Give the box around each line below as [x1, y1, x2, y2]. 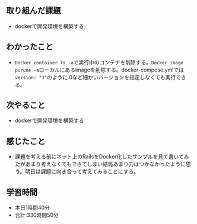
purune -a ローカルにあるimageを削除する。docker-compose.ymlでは [14, 66, 184, 73]
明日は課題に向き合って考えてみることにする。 [24, 168, 139, 175]
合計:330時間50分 [14, 211, 59, 219]
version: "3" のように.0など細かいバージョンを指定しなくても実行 [14, 73, 176, 80]
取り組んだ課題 [6, 5, 61, 16]
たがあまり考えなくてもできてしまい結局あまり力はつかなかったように [14, 160, 186, 168]
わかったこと [6, 42, 53, 52]
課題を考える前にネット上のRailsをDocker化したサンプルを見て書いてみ [14, 153, 189, 160]
